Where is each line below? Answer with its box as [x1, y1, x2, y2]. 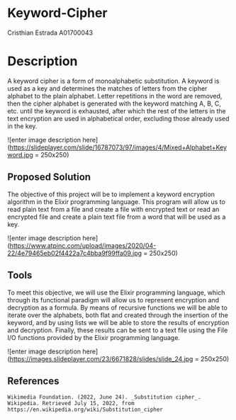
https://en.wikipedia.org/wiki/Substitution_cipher [7, 406, 163, 414]
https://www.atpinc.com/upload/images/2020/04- [9, 241, 157, 249]
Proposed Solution [7, 171, 91, 183]
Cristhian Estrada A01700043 [7, 28, 94, 37]
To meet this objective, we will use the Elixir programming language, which [7, 288, 225, 297]
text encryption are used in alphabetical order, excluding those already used [7, 114, 230, 123]
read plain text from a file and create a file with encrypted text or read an [7, 205, 220, 213]
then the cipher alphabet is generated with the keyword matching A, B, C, [7, 99, 222, 108]
